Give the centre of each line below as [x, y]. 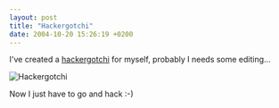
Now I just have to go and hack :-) [71, 94]
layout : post [33, 17]
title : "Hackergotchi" [51, 26]
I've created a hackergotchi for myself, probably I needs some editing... [140, 60]
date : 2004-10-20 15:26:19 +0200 [71, 34]
